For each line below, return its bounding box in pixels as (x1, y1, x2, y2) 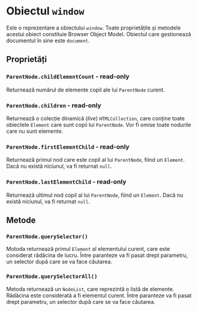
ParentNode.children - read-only (6, 101, 101, 109)
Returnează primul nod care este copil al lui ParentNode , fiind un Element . (6, 156, 185, 164)
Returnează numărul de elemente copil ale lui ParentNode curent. (6, 86, 165, 93)
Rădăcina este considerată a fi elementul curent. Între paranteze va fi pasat (6, 292, 192, 299)
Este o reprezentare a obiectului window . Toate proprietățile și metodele (6, 24, 181, 31)
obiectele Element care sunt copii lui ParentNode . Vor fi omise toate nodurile (6, 121, 191, 128)
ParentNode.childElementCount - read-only (6, 72, 130, 81)
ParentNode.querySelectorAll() (6, 273, 98, 280)
